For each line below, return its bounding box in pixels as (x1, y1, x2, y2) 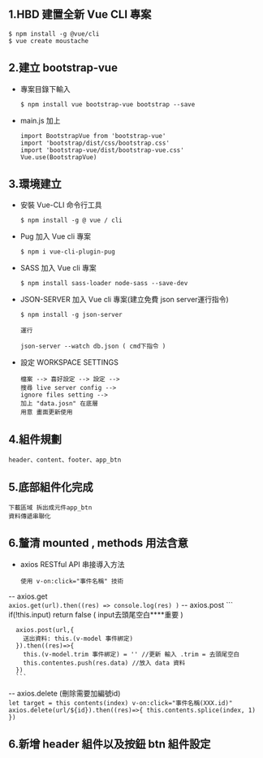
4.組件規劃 (8, 432, 63, 446)
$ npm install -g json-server (19, 311, 123, 319)
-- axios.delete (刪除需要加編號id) (8, 688, 121, 698)
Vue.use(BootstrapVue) (19, 153, 97, 161)
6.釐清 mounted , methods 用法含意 (8, 536, 189, 550)
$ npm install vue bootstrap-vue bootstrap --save (19, 100, 196, 108)
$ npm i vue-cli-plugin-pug (19, 248, 115, 256)
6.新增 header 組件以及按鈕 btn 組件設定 (8, 738, 211, 752)
